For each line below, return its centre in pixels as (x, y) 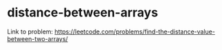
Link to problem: (30, 32)
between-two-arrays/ (38, 38)
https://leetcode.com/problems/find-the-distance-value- (135, 32)
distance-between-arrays (82, 13)
